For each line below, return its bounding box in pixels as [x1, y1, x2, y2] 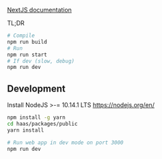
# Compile [7, 32, 36, 39]
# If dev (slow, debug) [7, 57, 75, 64]
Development [7, 83, 66, 94]
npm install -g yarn [7, 114, 66, 121]
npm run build [7, 38, 48, 45]
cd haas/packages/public [7, 120, 78, 127]
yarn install [7, 126, 44, 134]
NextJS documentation [7, 6, 72, 14]
